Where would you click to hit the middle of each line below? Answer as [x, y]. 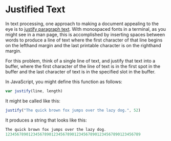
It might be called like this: [33, 100]
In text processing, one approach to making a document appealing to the [82, 24]
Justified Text [35, 9]
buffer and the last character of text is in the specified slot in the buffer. [80, 72]
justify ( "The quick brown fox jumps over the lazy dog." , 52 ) [73, 110]
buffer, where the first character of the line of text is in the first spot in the [83, 66]
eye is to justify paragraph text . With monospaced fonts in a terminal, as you [86, 29]
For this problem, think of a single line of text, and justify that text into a [80, 61]
